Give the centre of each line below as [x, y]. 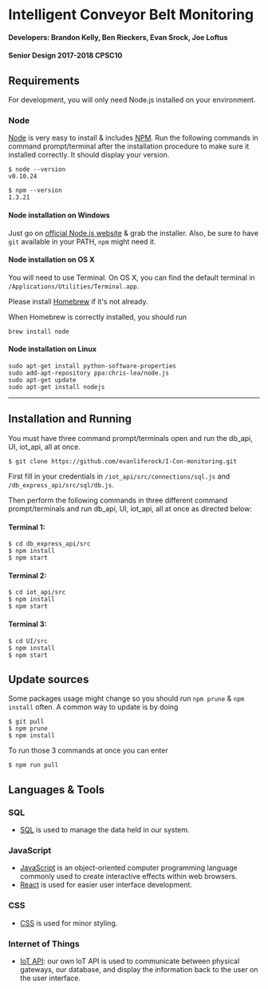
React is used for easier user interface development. [106, 885]
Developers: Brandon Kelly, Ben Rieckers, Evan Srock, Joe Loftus [118, 37]
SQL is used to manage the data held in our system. [104, 830]
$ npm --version [35, 191]
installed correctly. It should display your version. [89, 155]
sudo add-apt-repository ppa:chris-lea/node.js [89, 373]
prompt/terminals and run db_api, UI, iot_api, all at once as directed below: [130, 508]
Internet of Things [44, 943]
